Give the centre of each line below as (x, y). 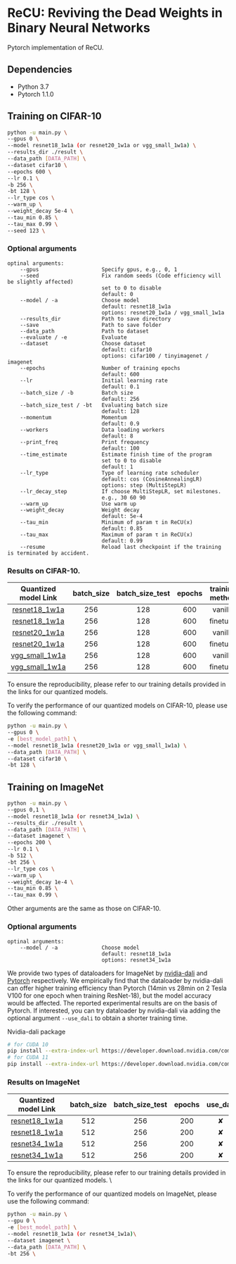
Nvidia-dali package (37, 1031)
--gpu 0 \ (22, 1221)
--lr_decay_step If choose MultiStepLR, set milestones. (120, 491)
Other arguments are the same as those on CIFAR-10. (84, 909)
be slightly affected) (40, 282)
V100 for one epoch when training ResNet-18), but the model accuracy (110, 996)
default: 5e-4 (122, 516)
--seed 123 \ (26, 230)
